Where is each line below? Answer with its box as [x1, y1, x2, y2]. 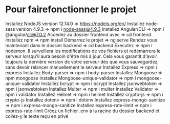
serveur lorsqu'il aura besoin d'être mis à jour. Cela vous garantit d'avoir [5, 53, 158, 59]
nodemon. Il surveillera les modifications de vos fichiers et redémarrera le [5, 48, 161, 54]
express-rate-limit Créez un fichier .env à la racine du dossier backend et [5, 108, 160, 114]
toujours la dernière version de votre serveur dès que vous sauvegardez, [5, 58, 159, 65]
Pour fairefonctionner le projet [5, 4, 137, 15]
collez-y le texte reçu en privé [5, 113, 69, 119]
